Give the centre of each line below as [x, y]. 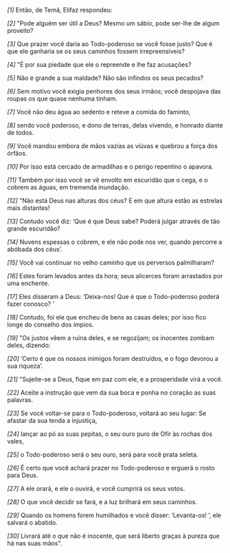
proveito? [20, 31]
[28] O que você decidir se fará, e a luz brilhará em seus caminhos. [102, 502]
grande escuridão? [34, 229]
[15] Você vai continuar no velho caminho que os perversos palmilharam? [111, 262]
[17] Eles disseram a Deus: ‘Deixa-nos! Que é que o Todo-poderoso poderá [113, 296]
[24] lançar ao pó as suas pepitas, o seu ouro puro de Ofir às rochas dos [110, 434]
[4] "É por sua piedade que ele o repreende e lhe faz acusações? [99, 64]
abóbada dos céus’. [35, 249]
